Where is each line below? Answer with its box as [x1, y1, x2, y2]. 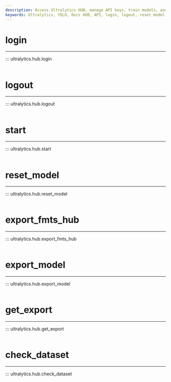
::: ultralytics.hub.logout [5, 101, 55, 107]
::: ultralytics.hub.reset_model [5, 191, 68, 197]
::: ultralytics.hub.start [5, 146, 51, 152]
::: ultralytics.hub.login [5, 56, 52, 62]
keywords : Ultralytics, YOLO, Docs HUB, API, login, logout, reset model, [5, 12, 167, 17]
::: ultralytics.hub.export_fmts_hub [5, 236, 77, 242]
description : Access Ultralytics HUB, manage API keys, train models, [5, 7, 158, 13]
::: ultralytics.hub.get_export [5, 326, 64, 332]
